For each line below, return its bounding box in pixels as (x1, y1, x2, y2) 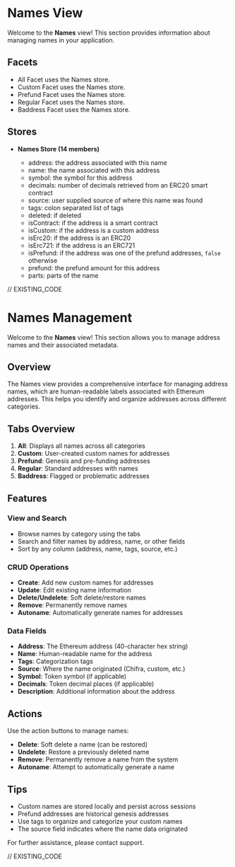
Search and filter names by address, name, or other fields (17, 536, 186, 546)
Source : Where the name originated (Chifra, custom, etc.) (17, 665, 186, 673)
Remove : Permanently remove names (17, 601, 128, 609)
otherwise (28, 256, 58, 265)
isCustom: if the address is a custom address (28, 226, 159, 234)
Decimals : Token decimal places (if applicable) (17, 679, 155, 688)
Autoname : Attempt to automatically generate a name (17, 763, 175, 771)
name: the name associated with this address (28, 166, 160, 174)
